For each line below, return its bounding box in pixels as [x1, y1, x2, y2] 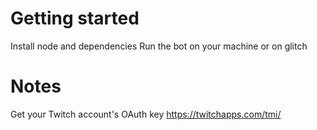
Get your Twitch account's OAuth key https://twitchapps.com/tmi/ [10, 108, 282, 120]
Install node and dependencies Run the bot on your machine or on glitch [10, 40, 308, 52]
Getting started [10, 7, 140, 30]
